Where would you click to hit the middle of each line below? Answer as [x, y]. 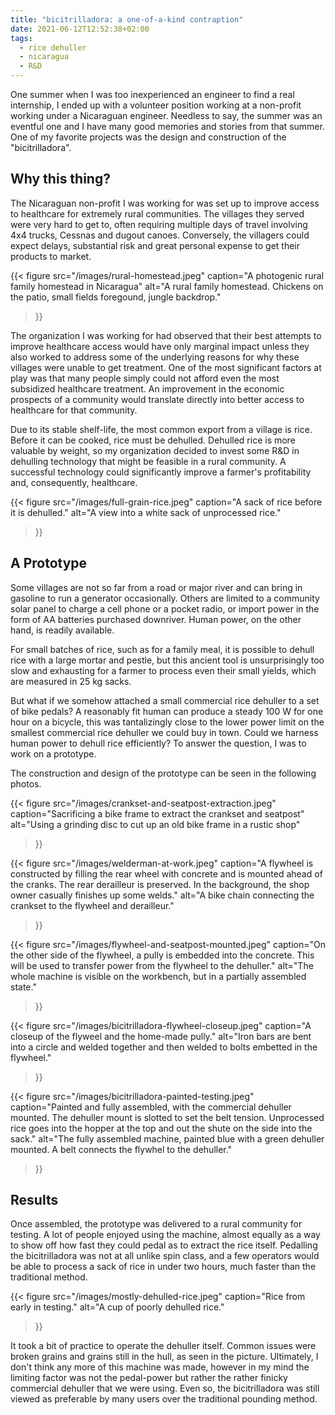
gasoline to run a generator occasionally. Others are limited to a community [165, 598]
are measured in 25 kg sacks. [71, 681]
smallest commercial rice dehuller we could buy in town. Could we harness [164, 732]
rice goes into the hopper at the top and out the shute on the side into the [161, 1128]
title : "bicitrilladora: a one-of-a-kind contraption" [127, 19]
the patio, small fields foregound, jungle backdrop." [116, 297]
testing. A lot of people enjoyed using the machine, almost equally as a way [165, 1235]
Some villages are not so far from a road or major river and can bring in [156, 587]
